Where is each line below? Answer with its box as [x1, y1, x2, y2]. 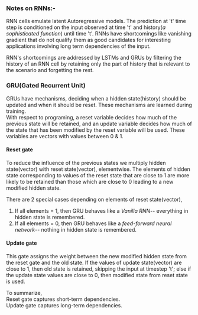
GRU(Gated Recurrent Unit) [6, 82, 86, 90]
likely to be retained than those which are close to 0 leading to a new [6, 178, 174, 185]
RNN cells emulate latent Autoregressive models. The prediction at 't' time [6, 18, 186, 25]
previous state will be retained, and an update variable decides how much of [6, 120, 192, 127]
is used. [6, 278, 25, 285]
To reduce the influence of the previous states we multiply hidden [6, 159, 166, 166]
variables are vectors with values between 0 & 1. [6, 132, 124, 139]
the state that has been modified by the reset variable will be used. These [6, 126, 185, 134]
